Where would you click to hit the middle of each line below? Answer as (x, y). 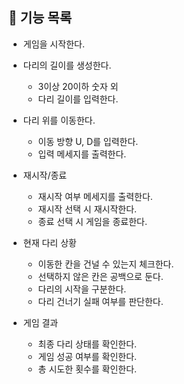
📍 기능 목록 (40, 18)
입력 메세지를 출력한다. (82, 154)
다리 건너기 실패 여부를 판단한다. (100, 301)
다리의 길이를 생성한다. (67, 65)
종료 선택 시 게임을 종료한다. (92, 221)
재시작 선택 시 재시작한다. (87, 209)
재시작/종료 (45, 175)
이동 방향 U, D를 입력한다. (88, 141)
